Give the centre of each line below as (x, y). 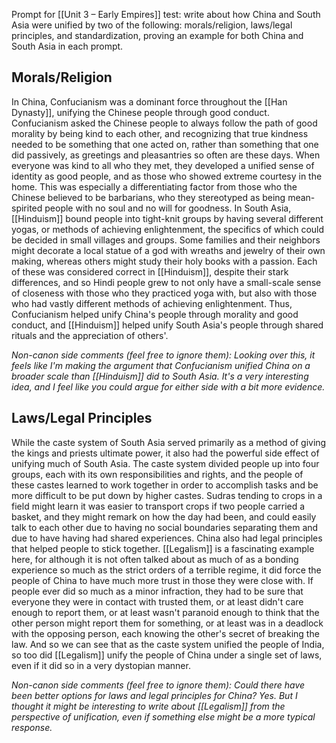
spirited (27, 208)
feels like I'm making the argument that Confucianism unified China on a (161, 365)
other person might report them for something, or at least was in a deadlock (167, 623)
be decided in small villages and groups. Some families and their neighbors (166, 240)
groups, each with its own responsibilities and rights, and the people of (157, 474)
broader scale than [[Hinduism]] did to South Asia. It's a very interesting (160, 376)
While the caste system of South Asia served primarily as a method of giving (169, 442)
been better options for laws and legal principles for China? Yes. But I (154, 695)
